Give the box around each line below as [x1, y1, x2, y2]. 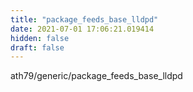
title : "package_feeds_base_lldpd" [10, 14, 159, 25]
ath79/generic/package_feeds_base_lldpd [10, 70, 183, 82]
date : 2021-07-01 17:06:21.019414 [10, 24, 155, 34]
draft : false [10, 42, 65, 53]
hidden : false [10, 33, 70, 43]
